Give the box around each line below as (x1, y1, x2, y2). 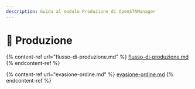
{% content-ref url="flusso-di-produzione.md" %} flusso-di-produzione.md (6, 53, 189, 60)
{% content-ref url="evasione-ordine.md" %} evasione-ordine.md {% (6, 71, 174, 78)
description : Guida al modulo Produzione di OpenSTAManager (6, 8, 156, 15)
